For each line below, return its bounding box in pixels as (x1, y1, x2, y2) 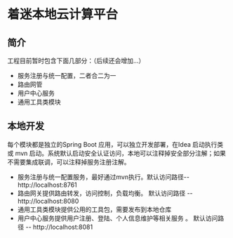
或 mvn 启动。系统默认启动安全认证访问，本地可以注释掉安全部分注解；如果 (7, 149, 227, 157)
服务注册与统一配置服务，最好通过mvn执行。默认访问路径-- (17, 173, 189, 181)
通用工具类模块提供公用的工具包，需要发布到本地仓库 (17, 205, 172, 213)
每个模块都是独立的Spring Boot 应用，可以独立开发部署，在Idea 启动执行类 (7, 140, 224, 148)
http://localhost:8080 (17, 197, 79, 205)
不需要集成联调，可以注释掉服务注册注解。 (7, 157, 131, 166)
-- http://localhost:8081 (25, 223, 93, 231)
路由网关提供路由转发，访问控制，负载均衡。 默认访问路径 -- (17, 189, 193, 197)
